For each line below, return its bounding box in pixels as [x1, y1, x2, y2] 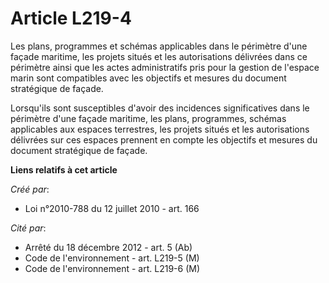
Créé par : [10, 183, 50, 195]
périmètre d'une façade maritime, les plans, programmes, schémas [10, 112, 287, 124]
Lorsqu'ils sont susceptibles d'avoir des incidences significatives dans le [10, 102, 310, 114]
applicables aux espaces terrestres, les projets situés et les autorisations [10, 123, 310, 135]
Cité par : [10, 222, 47, 234]
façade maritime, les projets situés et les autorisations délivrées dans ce [10, 50, 308, 62]
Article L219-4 [10, 7, 132, 30]
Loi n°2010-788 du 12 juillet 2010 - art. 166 [24, 202, 200, 214]
